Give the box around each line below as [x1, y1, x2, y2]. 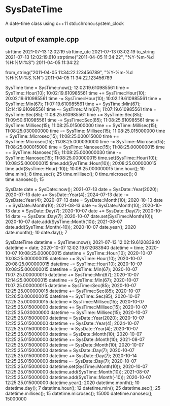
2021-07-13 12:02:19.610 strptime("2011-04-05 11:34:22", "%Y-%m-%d [5, 54, 154, 60]
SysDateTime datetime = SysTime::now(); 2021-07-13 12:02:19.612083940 [5, 239, 160, 245]
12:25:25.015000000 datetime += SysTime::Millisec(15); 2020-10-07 [5, 304, 148, 310]
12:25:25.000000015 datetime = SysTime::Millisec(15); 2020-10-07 [5, 298, 145, 304]
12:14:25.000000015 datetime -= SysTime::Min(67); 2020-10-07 [5, 277, 139, 283]
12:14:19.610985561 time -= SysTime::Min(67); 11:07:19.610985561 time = [5, 106, 156, 112]
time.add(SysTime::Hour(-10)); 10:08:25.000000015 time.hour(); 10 [5, 165, 145, 171]
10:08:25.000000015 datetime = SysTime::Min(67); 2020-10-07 [5, 266, 138, 272]
